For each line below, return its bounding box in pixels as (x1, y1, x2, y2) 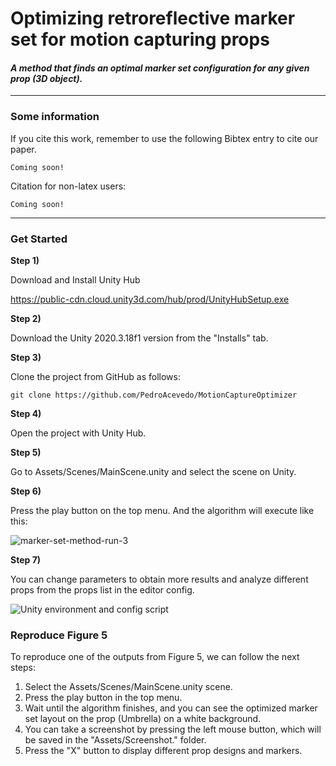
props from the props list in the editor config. (10, 583, 195, 596)
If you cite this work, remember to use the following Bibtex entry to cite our (10, 132, 319, 144)
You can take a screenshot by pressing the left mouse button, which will (24, 723, 322, 736)
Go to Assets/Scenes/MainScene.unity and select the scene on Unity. (10, 465, 297, 477)
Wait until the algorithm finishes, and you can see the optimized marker (24, 702, 318, 714)
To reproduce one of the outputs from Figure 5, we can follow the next (10, 651, 300, 663)
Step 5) (10, 446, 42, 458)
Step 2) (10, 312, 42, 324)
